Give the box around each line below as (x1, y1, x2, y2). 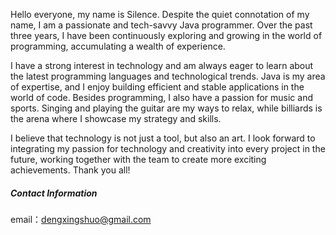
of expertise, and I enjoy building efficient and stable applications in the (10, 81, 305, 93)
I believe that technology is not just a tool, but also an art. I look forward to (10, 132, 316, 144)
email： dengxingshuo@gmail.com (10, 213, 152, 225)
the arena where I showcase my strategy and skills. (10, 113, 222, 124)
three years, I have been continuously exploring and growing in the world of (10, 30, 323, 41)
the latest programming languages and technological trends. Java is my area (10, 70, 326, 82)
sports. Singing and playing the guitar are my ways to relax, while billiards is (10, 102, 323, 114)
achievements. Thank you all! (10, 164, 131, 176)
